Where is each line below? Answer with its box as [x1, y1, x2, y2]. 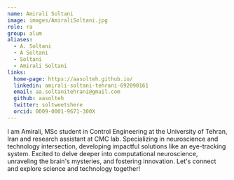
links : [7, 69, 27, 76]
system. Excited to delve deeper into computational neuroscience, [7, 149, 198, 158]
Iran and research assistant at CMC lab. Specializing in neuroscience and [7, 134, 219, 143]
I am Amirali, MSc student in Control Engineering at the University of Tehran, [7, 127, 228, 135]
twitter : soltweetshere [13, 102, 83, 109]
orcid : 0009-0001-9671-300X [13, 108, 96, 115]
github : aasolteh [13, 95, 64, 102]
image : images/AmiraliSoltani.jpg [7, 17, 109, 24]
